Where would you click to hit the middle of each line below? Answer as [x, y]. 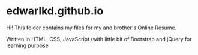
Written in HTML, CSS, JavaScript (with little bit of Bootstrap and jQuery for [99, 39]
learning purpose [28, 45]
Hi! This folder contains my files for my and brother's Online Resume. [91, 27]
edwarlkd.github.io [55, 11]
